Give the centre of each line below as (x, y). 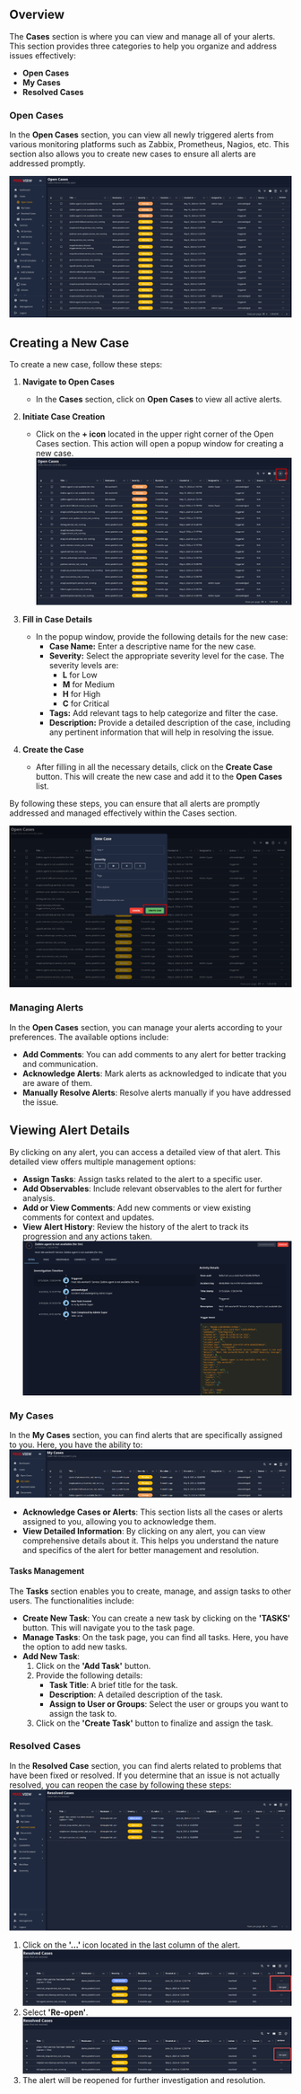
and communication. (60, 1064)
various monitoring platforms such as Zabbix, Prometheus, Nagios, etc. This (149, 145)
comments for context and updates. (88, 1217)
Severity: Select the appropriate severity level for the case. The (167, 656)
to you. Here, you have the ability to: (76, 1445)
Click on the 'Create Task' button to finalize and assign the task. (155, 1723)
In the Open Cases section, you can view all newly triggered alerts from (142, 135)
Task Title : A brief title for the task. (113, 1684)
